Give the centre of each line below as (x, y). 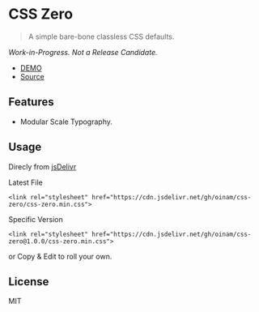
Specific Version (36, 219)
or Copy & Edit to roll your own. (60, 256)
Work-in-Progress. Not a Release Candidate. (83, 52)
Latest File (25, 182)
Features (31, 102)
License (29, 282)
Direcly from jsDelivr (42, 166)
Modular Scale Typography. (66, 122)
